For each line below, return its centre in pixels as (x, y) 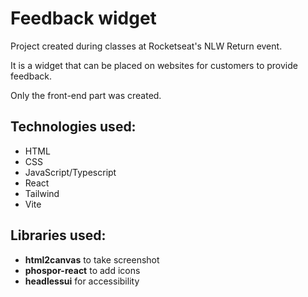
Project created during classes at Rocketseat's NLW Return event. (146, 46)
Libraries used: (58, 235)
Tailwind (42, 193)
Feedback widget (83, 18)
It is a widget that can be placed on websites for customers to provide (154, 65)
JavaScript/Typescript (70, 172)
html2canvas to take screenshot (92, 259)
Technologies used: (73, 127)
